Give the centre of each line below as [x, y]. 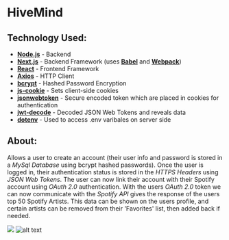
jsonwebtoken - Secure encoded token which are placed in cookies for [118, 98]
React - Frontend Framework [58, 69]
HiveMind [35, 13]
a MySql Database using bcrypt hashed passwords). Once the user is [105, 165]
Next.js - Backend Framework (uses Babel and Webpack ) [99, 62]
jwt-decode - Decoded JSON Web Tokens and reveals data [101, 112]
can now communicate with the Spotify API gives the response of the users [113, 194]
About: [22, 141]
